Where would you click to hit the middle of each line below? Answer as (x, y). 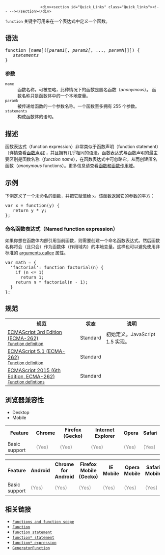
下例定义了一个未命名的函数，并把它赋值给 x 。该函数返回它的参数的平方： (80, 196)
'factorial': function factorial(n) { (57, 268)
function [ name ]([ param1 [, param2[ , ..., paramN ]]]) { (72, 50)
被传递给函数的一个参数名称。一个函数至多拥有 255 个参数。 (79, 106)
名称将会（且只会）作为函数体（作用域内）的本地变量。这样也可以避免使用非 (82, 247)
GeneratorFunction (31, 548)
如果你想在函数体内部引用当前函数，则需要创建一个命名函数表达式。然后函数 (82, 241)
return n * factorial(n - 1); (52, 282)
